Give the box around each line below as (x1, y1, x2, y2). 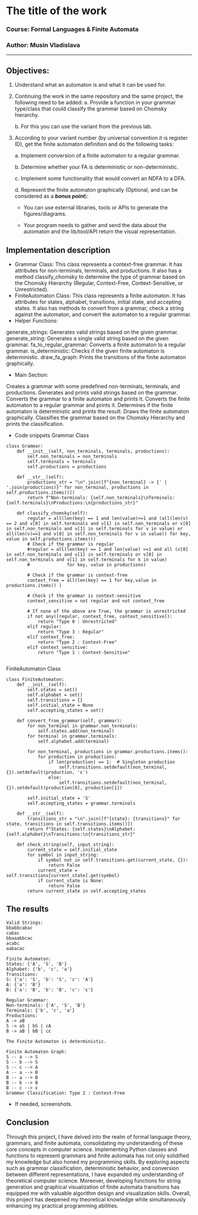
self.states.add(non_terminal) (37, 728, 115, 734)
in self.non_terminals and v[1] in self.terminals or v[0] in (6, 551, 162, 558)
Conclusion (6, 1118, 49, 1128)
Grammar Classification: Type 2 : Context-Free (6, 1090, 126, 1096)
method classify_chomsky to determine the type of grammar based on (14, 273, 186, 281)
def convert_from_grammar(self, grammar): (16, 718, 123, 724)
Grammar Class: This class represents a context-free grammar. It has (14, 261, 183, 268)
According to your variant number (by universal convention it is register (14, 134, 188, 142)
